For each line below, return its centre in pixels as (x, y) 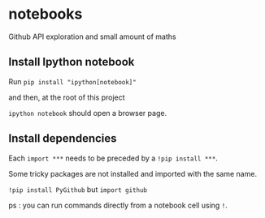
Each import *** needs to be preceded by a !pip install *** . (113, 158)
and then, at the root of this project (67, 97)
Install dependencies (63, 139)
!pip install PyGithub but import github (78, 189)
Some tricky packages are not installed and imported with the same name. (133, 173)
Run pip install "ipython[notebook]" (72, 81)
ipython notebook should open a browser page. (88, 113)
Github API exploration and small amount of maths (92, 36)
